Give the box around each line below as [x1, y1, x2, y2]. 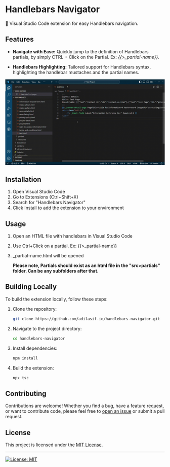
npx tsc [12, 375, 29, 380]
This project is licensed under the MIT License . [5, 442, 103, 448]
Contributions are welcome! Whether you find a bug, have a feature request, [5, 403, 164, 409]
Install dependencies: [12, 345, 58, 351]
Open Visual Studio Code [12, 189, 65, 195]
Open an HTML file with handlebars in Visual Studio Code [12, 233, 133, 239]
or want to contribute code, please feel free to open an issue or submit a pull [5, 408, 165, 414]
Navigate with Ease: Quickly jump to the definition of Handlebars [12, 48, 149, 54]
